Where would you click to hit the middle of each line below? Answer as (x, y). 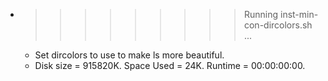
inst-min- (299, 14)
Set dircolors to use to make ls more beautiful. (129, 55)
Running (261, 14)
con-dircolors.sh (278, 25)
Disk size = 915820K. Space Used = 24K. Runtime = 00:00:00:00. (170, 65)
